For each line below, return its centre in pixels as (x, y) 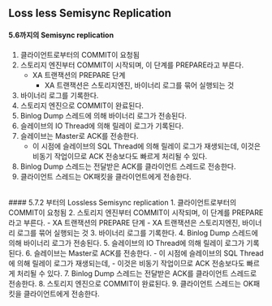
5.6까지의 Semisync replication (61, 35)
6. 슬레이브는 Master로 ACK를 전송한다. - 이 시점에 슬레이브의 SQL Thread (145, 253)
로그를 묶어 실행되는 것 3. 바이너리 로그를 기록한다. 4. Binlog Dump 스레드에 (137, 233)
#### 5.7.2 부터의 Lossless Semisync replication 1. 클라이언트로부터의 (123, 202)
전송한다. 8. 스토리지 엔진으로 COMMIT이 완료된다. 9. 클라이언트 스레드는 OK (131, 283)
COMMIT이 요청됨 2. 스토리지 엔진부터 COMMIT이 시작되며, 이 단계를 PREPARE (136, 212)
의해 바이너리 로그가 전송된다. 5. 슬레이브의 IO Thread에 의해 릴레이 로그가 (127, 243)
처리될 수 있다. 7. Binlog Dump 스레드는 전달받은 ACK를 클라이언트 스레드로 (137, 273)
